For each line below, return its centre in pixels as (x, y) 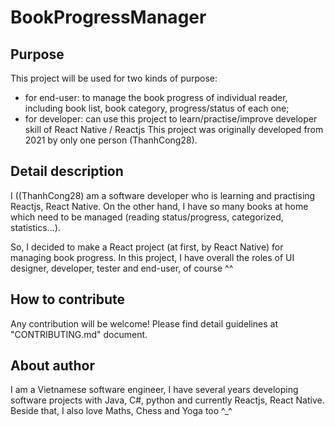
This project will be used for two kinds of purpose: (114, 78)
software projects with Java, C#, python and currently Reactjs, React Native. (167, 400)
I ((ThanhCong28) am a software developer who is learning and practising (163, 195)
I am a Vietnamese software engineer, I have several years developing (154, 390)
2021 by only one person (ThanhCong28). (111, 140)
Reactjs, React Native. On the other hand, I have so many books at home (159, 206)
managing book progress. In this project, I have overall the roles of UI (152, 257)
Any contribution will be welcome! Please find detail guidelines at (144, 323)
